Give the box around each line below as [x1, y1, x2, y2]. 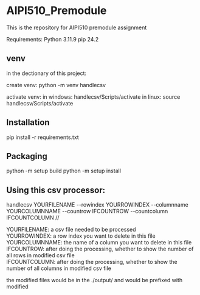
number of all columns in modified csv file [6, 265, 111, 272]
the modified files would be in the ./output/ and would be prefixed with [6, 277, 183, 284]
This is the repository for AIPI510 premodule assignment [6, 24, 147, 31]
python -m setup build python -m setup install [6, 167, 122, 174]
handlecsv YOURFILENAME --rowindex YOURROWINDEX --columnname [6, 201, 188, 208]
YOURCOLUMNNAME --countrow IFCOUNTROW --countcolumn [6, 208, 168, 215]
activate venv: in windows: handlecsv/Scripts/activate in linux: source [6, 93, 181, 101]
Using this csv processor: [6, 185, 106, 195]
